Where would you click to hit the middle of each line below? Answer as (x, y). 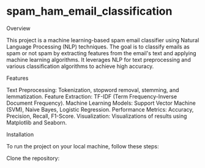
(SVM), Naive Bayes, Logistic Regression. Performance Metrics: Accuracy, (100, 109)
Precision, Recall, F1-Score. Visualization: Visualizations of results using (97, 116)
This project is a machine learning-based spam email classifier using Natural (103, 40)
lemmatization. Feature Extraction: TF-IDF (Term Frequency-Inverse (92, 96)
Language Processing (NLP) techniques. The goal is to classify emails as (98, 47)
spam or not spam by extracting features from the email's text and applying (102, 53)
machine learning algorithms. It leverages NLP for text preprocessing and (99, 59)
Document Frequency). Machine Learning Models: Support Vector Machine (101, 103)
